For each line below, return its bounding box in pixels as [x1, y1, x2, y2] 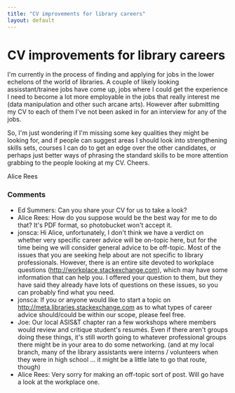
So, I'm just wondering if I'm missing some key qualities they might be [7, 129, 209, 137]
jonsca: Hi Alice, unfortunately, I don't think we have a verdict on [17, 228, 204, 236]
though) [17, 363, 41, 371]
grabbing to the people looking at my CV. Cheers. [7, 159, 150, 167]
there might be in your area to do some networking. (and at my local [17, 340, 214, 349]
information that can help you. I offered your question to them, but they [17, 273, 223, 281]
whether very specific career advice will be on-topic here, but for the [17, 236, 217, 244]
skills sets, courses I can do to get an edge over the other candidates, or [7, 143, 217, 152]
